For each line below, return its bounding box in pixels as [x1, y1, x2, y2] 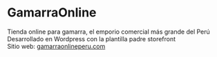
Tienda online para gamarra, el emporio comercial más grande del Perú [7, 27, 211, 36]
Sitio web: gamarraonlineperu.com [7, 42, 106, 50]
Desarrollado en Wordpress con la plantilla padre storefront [7, 34, 176, 43]
